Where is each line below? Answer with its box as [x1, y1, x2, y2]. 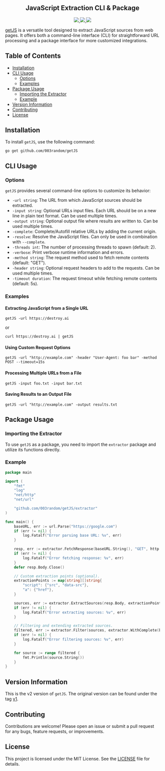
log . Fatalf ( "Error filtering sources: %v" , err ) [23, 637, 124, 642]
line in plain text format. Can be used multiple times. [12, 213, 118, 219]
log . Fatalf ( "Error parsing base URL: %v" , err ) [23, 533, 122, 538]
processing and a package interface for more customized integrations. [5, 37, 148, 43]
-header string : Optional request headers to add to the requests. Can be [12, 265, 160, 271]
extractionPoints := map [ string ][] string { [14, 578, 102, 583]
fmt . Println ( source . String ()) [23, 655, 84, 660]
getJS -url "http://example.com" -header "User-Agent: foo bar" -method [5, 356, 157, 360]
